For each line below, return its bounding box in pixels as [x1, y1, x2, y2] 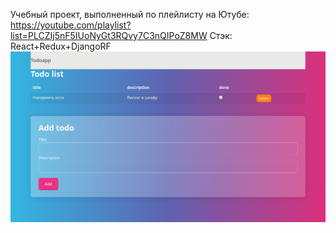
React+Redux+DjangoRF [10, 40, 112, 52]
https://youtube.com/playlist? [10, 19, 132, 31]
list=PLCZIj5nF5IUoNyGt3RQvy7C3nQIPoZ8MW [10, 30, 208, 41]
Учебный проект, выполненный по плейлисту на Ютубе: [10, 9, 250, 20]
